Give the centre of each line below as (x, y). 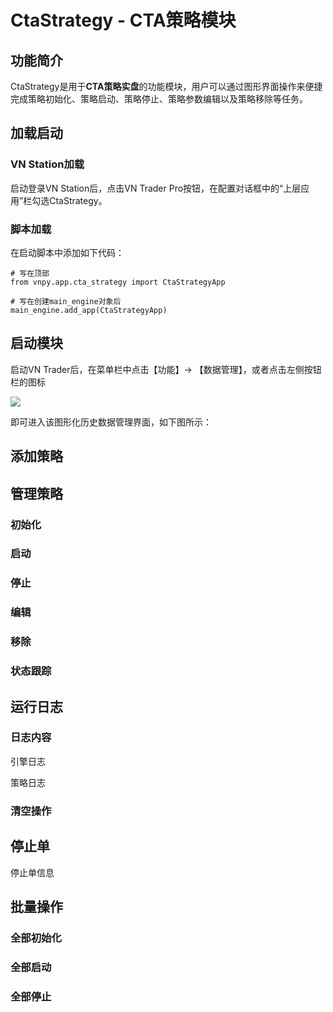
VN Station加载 (47, 164)
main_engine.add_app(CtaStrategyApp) (89, 310)
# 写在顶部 (30, 273)
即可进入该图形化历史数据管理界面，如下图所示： (111, 422)
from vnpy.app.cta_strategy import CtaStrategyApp (118, 282)
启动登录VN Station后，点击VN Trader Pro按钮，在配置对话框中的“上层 (156, 188)
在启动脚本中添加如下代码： (67, 252)
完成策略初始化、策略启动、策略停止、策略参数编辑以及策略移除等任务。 (159, 99)
